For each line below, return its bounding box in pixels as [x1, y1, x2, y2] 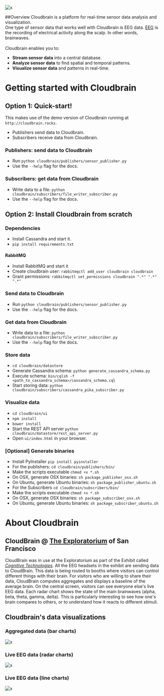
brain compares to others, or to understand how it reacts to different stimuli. [5, 599, 158, 604]
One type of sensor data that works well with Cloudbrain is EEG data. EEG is [5, 24, 158, 30]
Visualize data [5, 399, 40, 406]
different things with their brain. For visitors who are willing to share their [5, 573, 152, 579]
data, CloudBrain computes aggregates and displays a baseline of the [5, 578, 146, 584]
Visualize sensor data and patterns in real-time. [12, 65, 110, 71]
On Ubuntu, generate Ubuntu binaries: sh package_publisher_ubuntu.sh [12, 479, 157, 485]
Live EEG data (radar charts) [5, 651, 73, 658]
